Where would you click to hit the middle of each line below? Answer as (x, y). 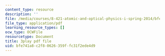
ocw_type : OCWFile (24, 32)
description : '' (22, 14)
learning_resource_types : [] (35, 28)
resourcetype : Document (29, 37)
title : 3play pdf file (28, 41)
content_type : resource (29, 9)
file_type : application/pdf (34, 23)
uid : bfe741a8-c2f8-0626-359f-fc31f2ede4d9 (50, 46)
